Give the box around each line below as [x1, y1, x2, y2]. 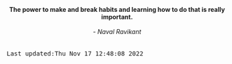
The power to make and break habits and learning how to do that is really [8, 6, 226, 13]
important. [101, 13, 133, 21]
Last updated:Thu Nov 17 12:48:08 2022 [6, 50, 144, 57]
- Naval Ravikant [93, 28, 142, 35]
